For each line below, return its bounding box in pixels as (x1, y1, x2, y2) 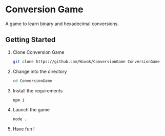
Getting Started (5, 35, 56, 44)
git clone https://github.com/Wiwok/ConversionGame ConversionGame (12, 59, 160, 64)
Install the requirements (12, 87, 63, 93)
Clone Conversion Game (12, 49, 65, 55)
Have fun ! (12, 126, 35, 132)
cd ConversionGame (12, 78, 52, 83)
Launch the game (12, 107, 50, 113)
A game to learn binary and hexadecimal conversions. (5, 21, 119, 27)
